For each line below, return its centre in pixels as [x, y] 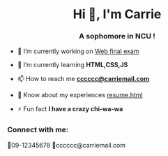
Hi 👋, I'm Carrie [117, 14]
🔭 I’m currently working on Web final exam [78, 51]
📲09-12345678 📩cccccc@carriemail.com [67, 145]
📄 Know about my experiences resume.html [80, 95]
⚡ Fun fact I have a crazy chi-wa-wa [70, 109]
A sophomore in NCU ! [117, 36]
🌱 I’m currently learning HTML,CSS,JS [72, 65]
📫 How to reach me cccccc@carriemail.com [83, 79]
